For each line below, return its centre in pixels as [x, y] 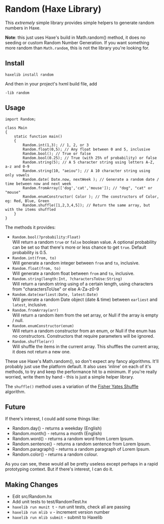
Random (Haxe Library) [53, 9]
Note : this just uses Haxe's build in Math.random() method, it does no [75, 37]
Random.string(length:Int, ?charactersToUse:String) [67, 279]
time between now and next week [38, 184]
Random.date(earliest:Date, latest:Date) [55, 294]
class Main [16, 128]
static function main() [38, 136]
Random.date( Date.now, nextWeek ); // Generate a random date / [91, 179]
